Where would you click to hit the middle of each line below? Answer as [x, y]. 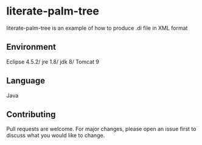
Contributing [31, 114]
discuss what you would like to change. [56, 135]
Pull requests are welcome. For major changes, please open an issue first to [101, 129]
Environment [31, 47]
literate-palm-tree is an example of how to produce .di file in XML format [97, 28]
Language [26, 81]
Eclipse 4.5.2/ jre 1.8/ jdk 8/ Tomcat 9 [53, 61]
